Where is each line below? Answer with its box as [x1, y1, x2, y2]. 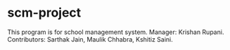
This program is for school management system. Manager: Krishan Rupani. [7, 28, 224, 36]
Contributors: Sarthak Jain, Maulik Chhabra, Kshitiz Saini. [7, 35, 174, 43]
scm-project [7, 5, 82, 21]
